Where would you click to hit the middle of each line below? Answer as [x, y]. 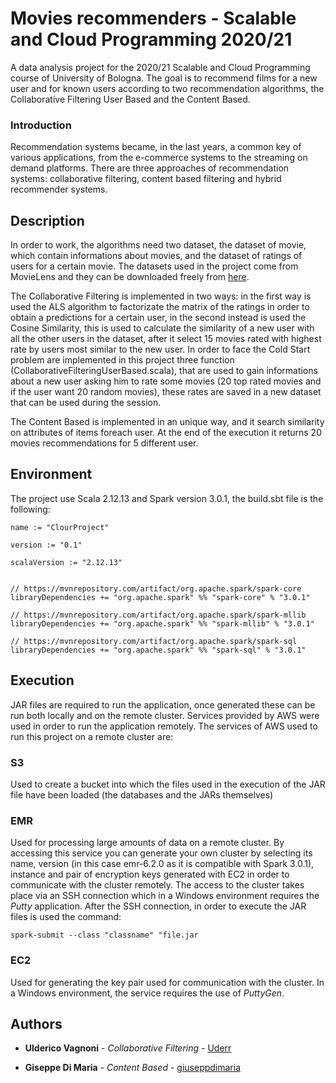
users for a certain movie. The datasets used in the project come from [154, 266]
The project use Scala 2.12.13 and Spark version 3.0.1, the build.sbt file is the [167, 498]
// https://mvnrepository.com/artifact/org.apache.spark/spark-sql [154, 641]
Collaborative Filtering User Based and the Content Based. [130, 99]
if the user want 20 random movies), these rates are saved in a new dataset [166, 392]
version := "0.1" [46, 545]
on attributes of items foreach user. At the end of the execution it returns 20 [166, 433]
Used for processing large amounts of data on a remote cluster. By [147, 843]
